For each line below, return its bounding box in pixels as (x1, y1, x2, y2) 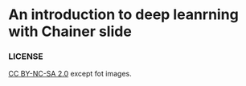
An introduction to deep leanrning (8, 6, 239, 24)
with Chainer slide (8, 22, 133, 41)
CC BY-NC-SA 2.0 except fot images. (8, 69, 132, 79)
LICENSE (8, 51, 44, 62)
